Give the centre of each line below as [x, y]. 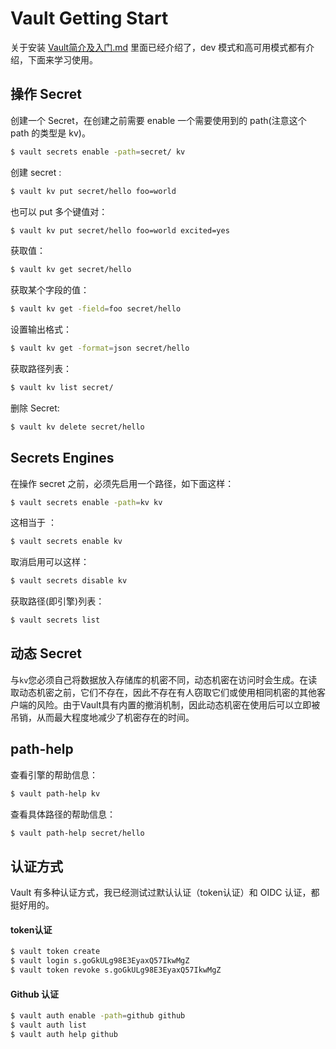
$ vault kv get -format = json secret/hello [100, 348]
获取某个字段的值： [50, 290]
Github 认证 [35, 994]
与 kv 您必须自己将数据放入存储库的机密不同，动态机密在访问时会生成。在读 [164, 679]
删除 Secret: [35, 408]
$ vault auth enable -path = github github [98, 1016]
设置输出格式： [41, 329]
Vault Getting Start [89, 18]
